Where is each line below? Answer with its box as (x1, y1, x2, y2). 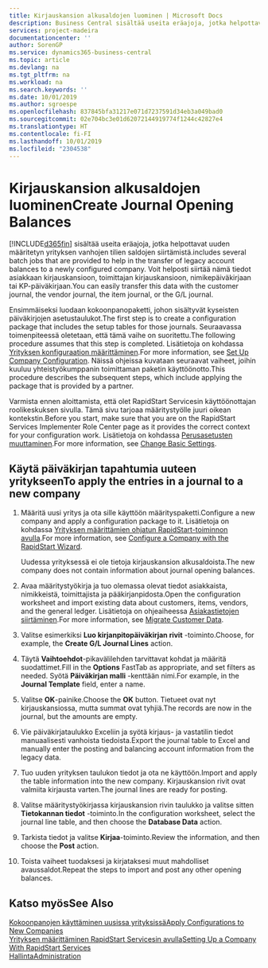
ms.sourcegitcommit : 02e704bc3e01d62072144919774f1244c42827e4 (9, 115, 223, 123)
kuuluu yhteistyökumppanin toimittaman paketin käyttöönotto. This (9, 364, 226, 374)
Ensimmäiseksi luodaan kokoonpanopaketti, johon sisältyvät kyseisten (9, 305, 239, 315)
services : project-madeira (9, 26, 99, 34)
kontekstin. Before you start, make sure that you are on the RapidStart (9, 414, 236, 423)
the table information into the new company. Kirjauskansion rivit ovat (20, 776, 246, 786)
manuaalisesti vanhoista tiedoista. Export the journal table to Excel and (20, 736, 251, 745)
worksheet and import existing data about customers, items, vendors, (20, 598, 249, 608)
